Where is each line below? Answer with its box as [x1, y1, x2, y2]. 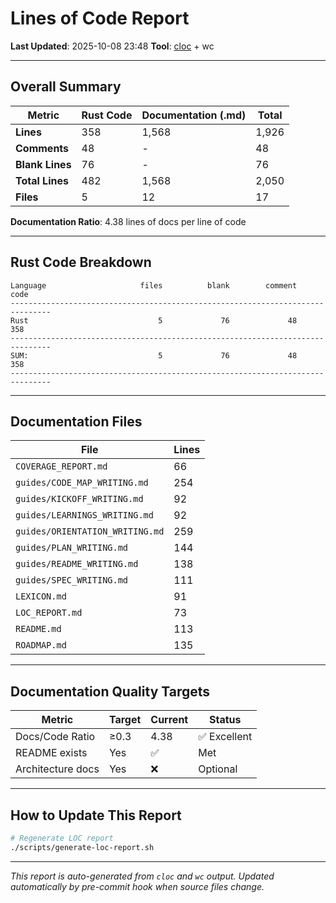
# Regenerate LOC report [10, 833, 114, 843]
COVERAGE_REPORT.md [15, 461, 108, 472]
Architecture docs [15, 762, 100, 776]
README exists [15, 746, 88, 760]
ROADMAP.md [15, 640, 67, 651]
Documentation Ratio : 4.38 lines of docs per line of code [10, 215, 247, 227]
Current [150, 713, 189, 727]
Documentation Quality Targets [10, 683, 211, 700]
